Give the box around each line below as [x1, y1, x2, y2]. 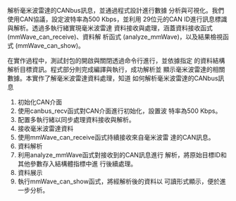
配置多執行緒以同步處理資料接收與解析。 [17, 116, 135, 123]
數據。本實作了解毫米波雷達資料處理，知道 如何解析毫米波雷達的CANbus [7, 74, 218, 83]
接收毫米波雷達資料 [17, 124, 74, 133]
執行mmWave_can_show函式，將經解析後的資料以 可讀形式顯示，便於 [17, 177, 221, 185]
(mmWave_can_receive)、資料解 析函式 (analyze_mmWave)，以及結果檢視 [7, 32, 223, 41]
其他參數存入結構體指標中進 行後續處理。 [17, 159, 137, 168]
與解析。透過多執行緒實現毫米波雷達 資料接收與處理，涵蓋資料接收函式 [7, 24, 213, 32]
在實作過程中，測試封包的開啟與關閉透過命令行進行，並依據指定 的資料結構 [7, 56, 225, 65]
